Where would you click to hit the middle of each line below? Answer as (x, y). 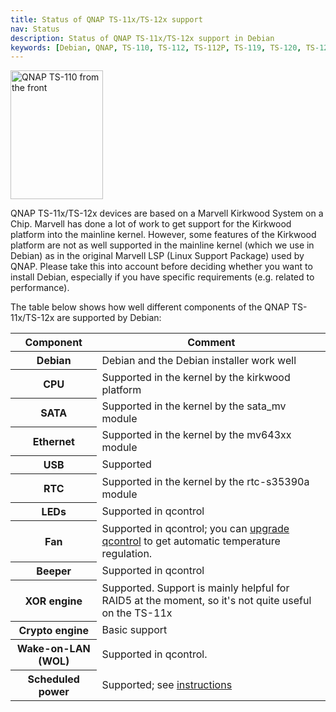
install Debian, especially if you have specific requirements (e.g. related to (162, 277)
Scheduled (53, 679)
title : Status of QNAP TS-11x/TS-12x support (106, 19)
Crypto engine (54, 631)
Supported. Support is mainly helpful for (195, 588)
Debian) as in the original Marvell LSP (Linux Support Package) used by (157, 256)
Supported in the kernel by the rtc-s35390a (205, 481)
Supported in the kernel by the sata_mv (194, 406)
